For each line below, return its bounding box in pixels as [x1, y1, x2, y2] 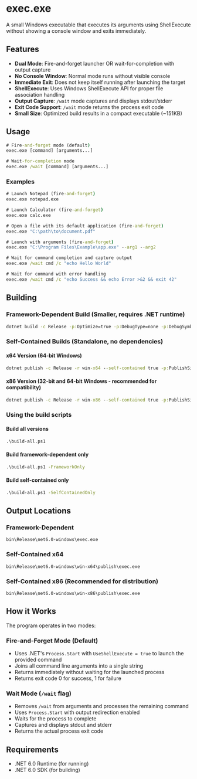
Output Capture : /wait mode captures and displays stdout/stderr [14, 97, 173, 104]
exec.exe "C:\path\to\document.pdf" [6, 228, 96, 234]
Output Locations [6, 506, 72, 516]
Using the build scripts [6, 411, 72, 419]
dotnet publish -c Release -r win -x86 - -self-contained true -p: [6, 397, 169, 403]
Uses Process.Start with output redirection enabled [14, 709, 140, 716]
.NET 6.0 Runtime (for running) [14, 760, 89, 767]
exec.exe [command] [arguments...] [6, 148, 93, 154]
